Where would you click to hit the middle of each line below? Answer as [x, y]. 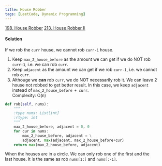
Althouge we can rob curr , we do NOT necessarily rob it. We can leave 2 [84, 80]
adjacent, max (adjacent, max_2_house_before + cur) [73, 140]
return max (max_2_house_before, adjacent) [57, 145]
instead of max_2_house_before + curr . [50, 90]
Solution [14, 39]
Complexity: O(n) [29, 95]
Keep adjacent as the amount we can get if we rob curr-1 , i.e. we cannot [84, 69]
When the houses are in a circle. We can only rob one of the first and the [77, 154]
